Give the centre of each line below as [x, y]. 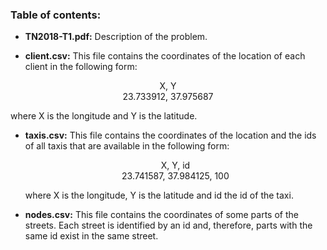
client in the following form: [81, 67]
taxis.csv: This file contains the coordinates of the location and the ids [170, 135]
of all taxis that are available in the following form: [127, 146]
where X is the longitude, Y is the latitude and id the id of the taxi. [159, 195]
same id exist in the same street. [91, 236]
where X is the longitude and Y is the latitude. [104, 116]
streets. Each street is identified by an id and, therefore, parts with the [168, 225]
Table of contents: [56, 15]
